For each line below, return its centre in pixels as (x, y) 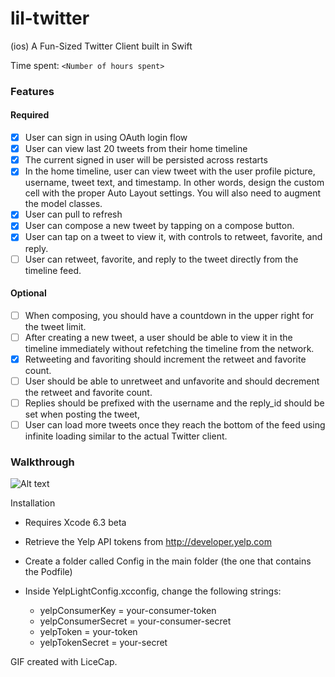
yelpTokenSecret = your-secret (103, 643)
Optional (28, 293)
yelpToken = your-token (88, 632)
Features (32, 91)
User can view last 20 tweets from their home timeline (136, 149)
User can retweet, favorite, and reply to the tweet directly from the (161, 259)
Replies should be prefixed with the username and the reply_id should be (174, 403)
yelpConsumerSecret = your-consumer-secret (135, 621)
